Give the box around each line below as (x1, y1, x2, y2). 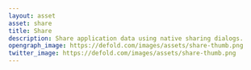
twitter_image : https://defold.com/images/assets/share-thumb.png (8, 49, 236, 57)
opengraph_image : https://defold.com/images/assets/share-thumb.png (8, 42, 244, 50)
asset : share (8, 19, 52, 27)
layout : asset (8, 11, 56, 20)
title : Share (8, 27, 52, 35)
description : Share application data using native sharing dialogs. (8, 34, 244, 43)
